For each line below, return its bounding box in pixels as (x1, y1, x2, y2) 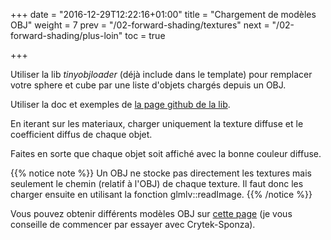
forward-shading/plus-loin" (10, 30, 123, 41)
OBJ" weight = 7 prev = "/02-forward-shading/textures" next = (10, 19, 270, 31)
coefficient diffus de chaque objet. (10, 129, 153, 140)
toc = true (124, 30, 166, 41)
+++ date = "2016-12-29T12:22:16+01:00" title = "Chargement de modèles (10, 9, 317, 20)
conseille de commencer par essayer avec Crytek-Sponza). (10, 219, 256, 230)
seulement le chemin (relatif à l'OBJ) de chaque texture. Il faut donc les (10, 178, 304, 189)
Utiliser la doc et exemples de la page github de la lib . (10, 99, 231, 110)
